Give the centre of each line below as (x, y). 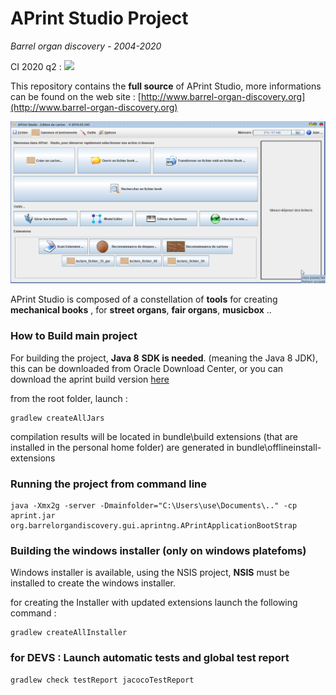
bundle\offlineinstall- (279, 447)
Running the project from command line (109, 484)
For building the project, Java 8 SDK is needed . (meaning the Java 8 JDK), (164, 358)
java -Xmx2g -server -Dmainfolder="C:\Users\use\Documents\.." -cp (154, 505)
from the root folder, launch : (69, 398)
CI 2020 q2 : (36, 66)
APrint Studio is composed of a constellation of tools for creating (144, 299)
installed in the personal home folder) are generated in (122, 447)
